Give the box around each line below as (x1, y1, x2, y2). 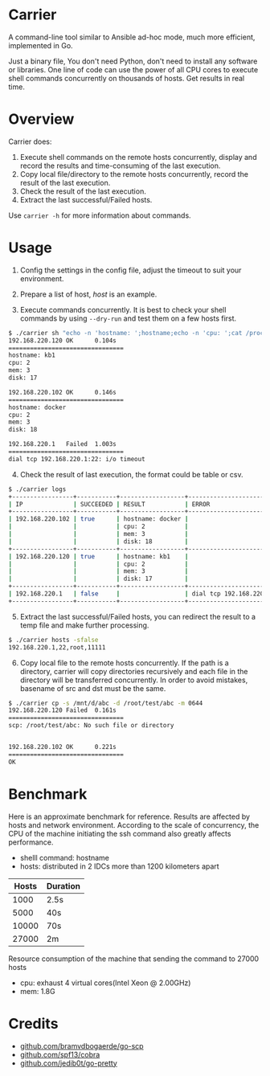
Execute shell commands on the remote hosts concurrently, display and (19, 152, 257, 162)
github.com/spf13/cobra (19, 1049, 100, 1059)
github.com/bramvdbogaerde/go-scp (19, 1041, 144, 1050)
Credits (8, 1014, 59, 1033)
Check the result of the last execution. (19, 186, 146, 196)
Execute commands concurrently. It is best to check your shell (19, 305, 227, 314)
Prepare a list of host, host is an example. (19, 289, 157, 299)
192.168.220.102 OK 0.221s (8, 743, 117, 751)
